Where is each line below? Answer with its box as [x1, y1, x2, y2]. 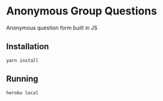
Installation [6, 41, 49, 52]
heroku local [6, 90, 39, 96]
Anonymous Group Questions [6, 4, 158, 18]
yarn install [6, 57, 39, 64]
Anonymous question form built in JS [6, 24, 98, 31]
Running [6, 74, 39, 84]
